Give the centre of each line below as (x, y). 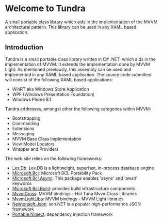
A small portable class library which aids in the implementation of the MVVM (81, 22)
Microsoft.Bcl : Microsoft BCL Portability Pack (57, 173)
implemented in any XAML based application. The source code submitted (78, 74)
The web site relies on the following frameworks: (54, 159)
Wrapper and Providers (35, 149)
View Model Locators (33, 144)
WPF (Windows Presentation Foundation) (53, 94)
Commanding (25, 123)
